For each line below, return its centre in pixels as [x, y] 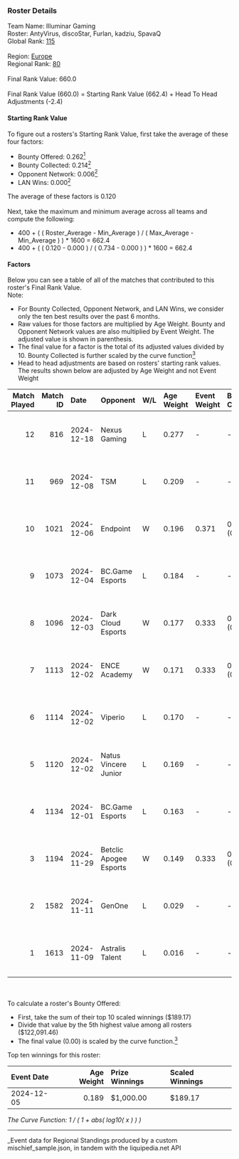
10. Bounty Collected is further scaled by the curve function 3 [106, 355]
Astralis [113, 948]
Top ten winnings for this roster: [54, 1054]
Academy [117, 674]
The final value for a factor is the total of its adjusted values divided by [121, 346]
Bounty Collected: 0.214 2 [54, 164]
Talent [111, 957]
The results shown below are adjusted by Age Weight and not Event [117, 370]
